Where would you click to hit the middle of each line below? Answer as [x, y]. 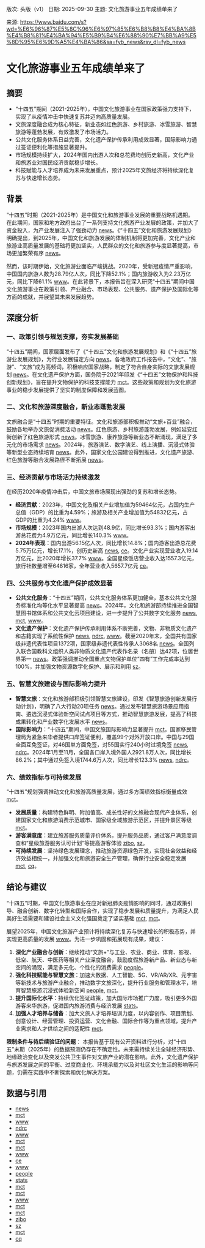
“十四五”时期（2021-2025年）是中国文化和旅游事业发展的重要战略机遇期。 [100, 215]
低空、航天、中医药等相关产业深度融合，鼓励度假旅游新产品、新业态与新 [106, 960]
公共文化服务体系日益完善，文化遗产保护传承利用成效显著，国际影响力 [103, 139]
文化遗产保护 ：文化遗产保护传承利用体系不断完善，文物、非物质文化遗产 [106, 628]
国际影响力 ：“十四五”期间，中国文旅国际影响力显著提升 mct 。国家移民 [103, 729]
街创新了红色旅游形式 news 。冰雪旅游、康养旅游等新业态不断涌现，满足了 [99, 437]
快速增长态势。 [45, 178]
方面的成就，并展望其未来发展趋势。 [52, 296]
